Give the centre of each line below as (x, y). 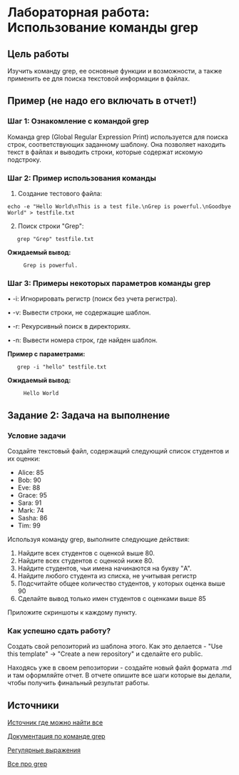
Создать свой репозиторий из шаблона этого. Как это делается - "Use (115, 647)
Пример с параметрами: (46, 354)
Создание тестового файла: (60, 193)
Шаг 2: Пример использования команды (82, 178)
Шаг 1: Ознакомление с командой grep (78, 121)
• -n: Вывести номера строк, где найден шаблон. (83, 340)
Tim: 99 (29, 525)
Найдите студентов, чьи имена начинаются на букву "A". (105, 568)
